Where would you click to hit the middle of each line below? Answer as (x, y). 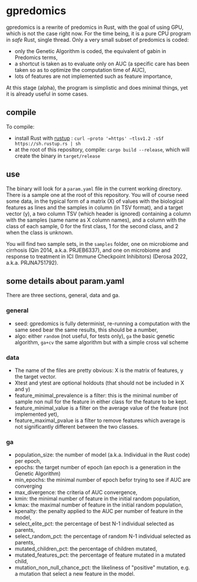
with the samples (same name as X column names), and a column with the (96, 220)
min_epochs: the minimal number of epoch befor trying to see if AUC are (103, 480)
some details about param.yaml (65, 281)
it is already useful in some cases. (47, 94)
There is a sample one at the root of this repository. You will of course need (97, 195)
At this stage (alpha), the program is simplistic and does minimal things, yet (97, 87)
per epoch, (28, 461)
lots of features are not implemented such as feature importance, (94, 76)
